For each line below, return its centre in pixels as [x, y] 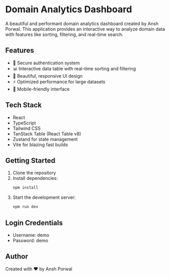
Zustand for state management [45, 139]
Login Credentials [34, 223]
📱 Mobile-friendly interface [41, 89]
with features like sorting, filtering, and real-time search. [64, 34]
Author [17, 257]
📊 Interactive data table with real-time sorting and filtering [74, 68]
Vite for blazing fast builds [40, 145]
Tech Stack [23, 105]
